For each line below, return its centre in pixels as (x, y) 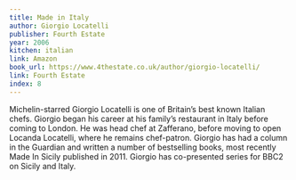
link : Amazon (33, 59)
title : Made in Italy (49, 17)
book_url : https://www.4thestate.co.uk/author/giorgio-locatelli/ (135, 68)
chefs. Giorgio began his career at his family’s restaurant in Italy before (139, 119)
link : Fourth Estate (48, 76)
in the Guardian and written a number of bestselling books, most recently (143, 147)
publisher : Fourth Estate (57, 34)
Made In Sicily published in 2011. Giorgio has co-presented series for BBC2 (146, 156)
